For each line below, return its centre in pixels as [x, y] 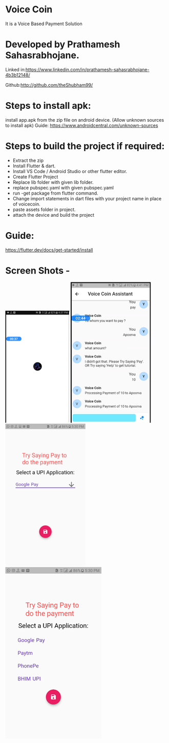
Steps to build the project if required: [85, 146]
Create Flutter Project [35, 177]
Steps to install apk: [48, 106]
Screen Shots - [38, 270]
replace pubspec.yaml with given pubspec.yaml [63, 187]
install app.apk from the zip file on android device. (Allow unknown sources [85, 120]
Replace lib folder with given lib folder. [53, 182]
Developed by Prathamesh [63, 44]
